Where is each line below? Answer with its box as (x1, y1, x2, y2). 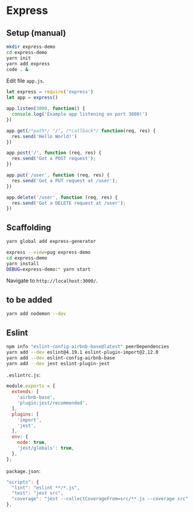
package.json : (6, 467, 41, 474)
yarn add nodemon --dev (6, 311, 67, 317)
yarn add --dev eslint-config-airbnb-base (6, 355, 115, 361)
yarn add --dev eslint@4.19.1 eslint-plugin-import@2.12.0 (6, 349, 159, 355)
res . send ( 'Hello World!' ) (12, 133, 78, 139)
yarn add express (6, 61, 50, 67)
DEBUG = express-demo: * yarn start (6, 266, 91, 273)
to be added (6, 294, 53, 305)
